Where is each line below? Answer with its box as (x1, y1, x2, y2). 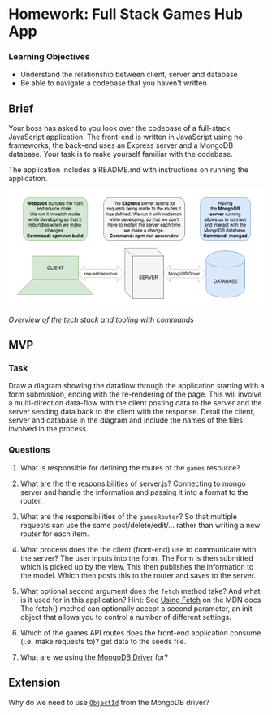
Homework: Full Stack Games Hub (8, 5, 244, 24)
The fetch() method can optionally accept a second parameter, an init (19, 603, 253, 613)
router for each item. (19, 529, 89, 539)
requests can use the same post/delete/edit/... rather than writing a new (19, 520, 261, 530)
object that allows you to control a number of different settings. (19, 612, 231, 622)
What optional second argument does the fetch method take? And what (19, 586, 261, 596)
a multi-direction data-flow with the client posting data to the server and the (8, 398, 262, 408)
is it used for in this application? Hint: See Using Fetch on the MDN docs (19, 595, 261, 604)
